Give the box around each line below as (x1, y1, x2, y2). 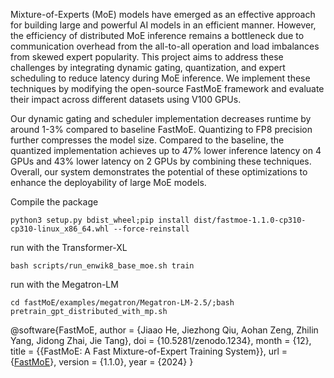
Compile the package (10, 196, 99, 208)
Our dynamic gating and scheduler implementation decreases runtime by (10, 113, 312, 124)
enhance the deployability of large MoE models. (10, 177, 207, 188)
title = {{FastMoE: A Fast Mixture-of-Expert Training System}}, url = (10, 345, 288, 357)
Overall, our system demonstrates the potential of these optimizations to (10, 166, 308, 178)
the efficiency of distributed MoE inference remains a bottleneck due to (10, 30, 305, 41)
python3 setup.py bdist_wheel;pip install (10, 215, 190, 225)
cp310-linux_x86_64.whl (10, 224, 110, 234)
